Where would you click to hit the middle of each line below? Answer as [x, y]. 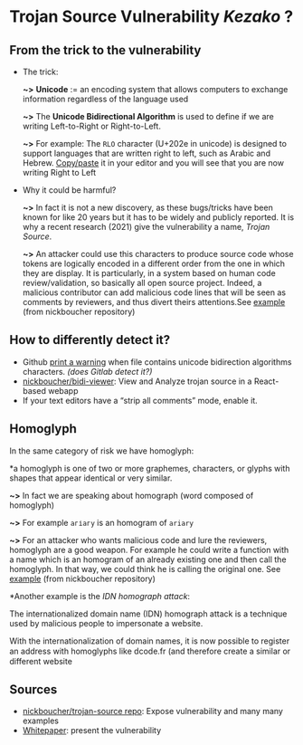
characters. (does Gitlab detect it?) [87, 371]
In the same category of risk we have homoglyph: [102, 451]
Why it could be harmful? [69, 190]
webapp [63, 390]
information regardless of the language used [105, 99]
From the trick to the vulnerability [105, 50]
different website [41, 661]
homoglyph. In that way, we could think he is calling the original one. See [145, 568]
